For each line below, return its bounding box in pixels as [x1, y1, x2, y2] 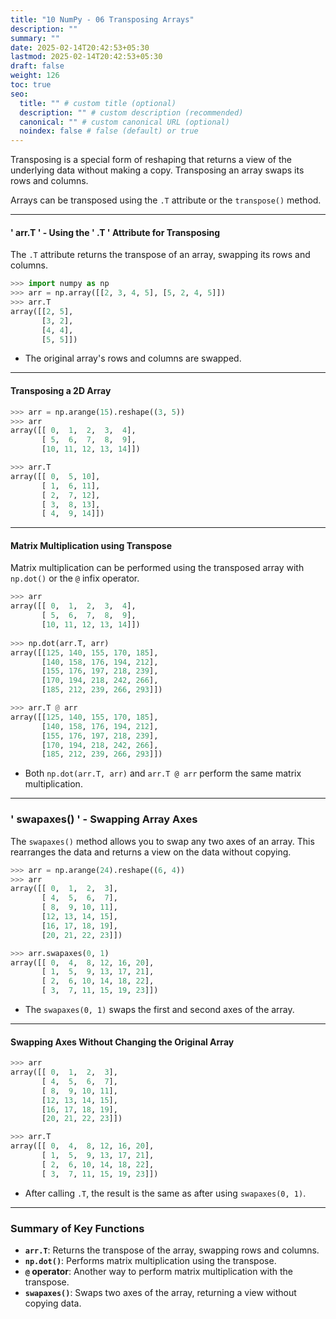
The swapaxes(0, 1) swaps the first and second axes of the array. [24, 1004, 295, 1016]
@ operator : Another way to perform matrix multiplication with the [24, 1266, 294, 1278]
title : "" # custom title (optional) [19, 98, 177, 108]
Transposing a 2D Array [10, 385, 112, 397]
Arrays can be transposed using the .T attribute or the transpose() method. [10, 194, 322, 206]
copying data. [24, 1297, 82, 1310]
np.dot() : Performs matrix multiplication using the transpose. [24, 1255, 277, 1267]
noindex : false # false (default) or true [19, 126, 199, 136]
